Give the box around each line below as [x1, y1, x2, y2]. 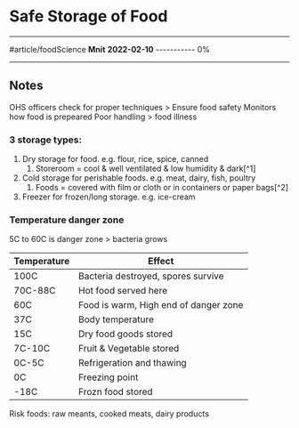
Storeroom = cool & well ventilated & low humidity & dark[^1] [35, 163, 256, 174]
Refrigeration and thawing [78, 357, 187, 369]
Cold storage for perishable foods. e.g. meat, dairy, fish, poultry [21, 173, 256, 183]
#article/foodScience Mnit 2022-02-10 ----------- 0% [9, 44, 211, 54]
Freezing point [78, 371, 139, 384]
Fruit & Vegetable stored [78, 343, 180, 355]
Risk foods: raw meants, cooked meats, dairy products [9, 408, 209, 419]
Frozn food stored [78, 385, 153, 398]
